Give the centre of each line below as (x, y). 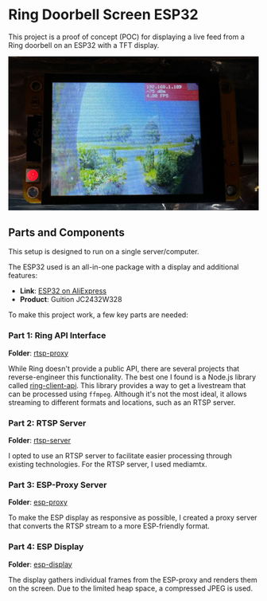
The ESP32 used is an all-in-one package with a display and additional (124, 267)
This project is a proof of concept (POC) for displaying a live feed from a (126, 37)
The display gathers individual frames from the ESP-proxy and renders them (133, 579)
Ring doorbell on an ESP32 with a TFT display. (84, 45)
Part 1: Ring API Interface (57, 336)
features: (23, 276)
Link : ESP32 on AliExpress (63, 291)
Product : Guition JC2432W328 (71, 300)
